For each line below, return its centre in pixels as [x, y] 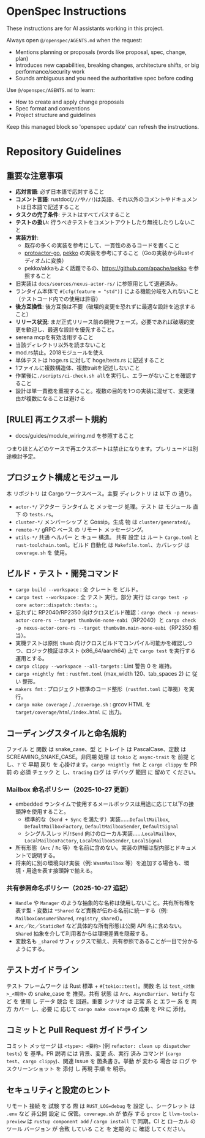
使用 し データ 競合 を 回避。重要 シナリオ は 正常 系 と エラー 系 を [105, 1001]
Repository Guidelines [64, 152]
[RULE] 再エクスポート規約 [57, 420]
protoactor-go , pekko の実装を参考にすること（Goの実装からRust [107, 253]
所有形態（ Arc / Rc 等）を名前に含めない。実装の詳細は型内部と [95, 848]
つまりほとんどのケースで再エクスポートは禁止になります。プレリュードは [100, 448]
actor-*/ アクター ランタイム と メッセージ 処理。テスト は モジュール [103, 506]
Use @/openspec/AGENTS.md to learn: [51, 90]
